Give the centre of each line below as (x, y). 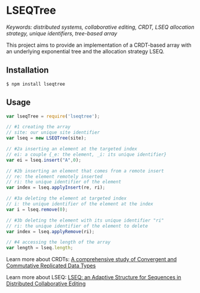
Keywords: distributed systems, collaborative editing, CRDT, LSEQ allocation (100, 27)
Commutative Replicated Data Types (51, 266)
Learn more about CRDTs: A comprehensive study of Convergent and (92, 259)
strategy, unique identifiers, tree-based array (62, 33)
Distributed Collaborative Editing (46, 284)
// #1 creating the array (38, 127)
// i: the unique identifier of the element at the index (80, 204)
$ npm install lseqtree (36, 84)
